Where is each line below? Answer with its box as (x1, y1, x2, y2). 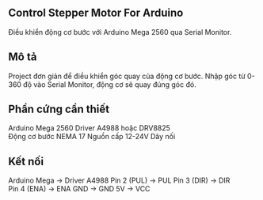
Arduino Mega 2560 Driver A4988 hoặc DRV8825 (8, 123, 170, 133)
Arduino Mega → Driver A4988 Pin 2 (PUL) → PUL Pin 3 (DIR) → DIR (8, 175, 231, 185)
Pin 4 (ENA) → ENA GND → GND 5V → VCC (8, 184, 151, 194)
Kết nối (8, 154, 44, 168)
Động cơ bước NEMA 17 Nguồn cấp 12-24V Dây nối (8, 132, 176, 142)
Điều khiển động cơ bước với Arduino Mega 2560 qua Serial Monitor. (8, 27, 232, 36)
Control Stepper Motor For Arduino (8, 6, 184, 20)
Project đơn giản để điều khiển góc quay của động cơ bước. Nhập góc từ (8, 71, 246, 81)
